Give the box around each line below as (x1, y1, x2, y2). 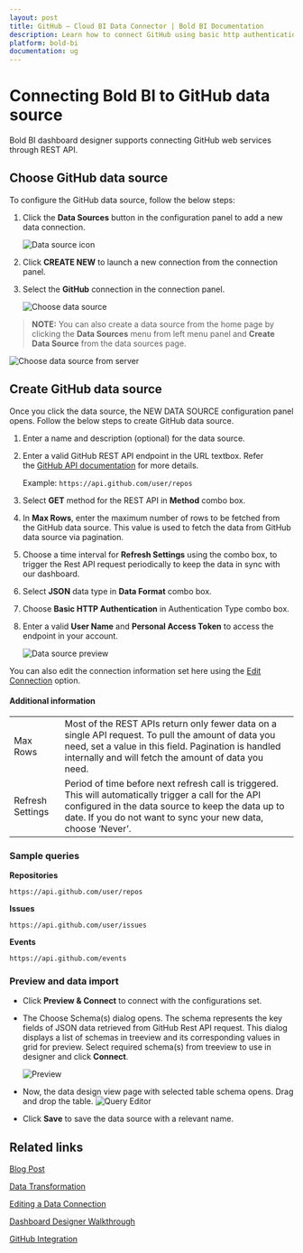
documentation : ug (9, 47, 78, 56)
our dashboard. (22, 568, 80, 579)
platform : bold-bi (9, 38, 78, 48)
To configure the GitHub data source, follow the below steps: (9, 194, 236, 205)
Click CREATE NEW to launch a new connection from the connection (22, 257, 278, 267)
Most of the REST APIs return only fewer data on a (64, 717, 277, 730)
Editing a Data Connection (9, 1199, 106, 1210)
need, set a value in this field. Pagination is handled (64, 740, 281, 753)
